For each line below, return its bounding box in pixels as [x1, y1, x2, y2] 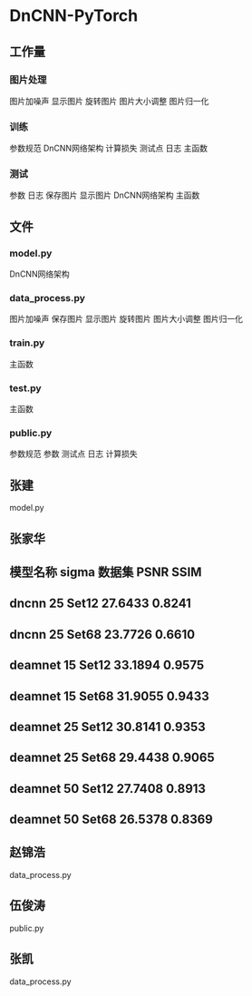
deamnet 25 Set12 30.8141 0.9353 [9, 718, 206, 735]
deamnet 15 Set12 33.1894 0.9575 [9, 658, 205, 673]
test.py [9, 382, 43, 395]
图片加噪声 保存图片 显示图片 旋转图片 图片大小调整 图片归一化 [9, 314, 243, 325]
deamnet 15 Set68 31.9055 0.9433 [9, 688, 210, 704]
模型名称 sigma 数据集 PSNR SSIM [9, 564, 202, 580]
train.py [9, 337, 45, 349]
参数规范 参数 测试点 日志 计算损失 [9, 448, 138, 459]
